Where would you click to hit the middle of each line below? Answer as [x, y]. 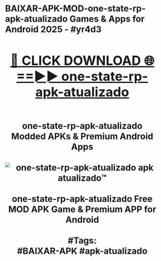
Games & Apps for [107, 19]
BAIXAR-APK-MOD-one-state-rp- [75, 9]
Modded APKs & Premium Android [82, 136]
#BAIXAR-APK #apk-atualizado [82, 251]
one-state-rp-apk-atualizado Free [82, 199]
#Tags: [82, 240]
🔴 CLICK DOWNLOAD [75, 60]
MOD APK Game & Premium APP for [82, 209]
